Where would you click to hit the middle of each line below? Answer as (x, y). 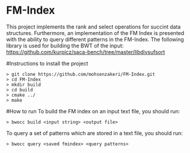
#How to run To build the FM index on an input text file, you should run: (93, 111)
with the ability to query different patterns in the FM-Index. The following (95, 39)
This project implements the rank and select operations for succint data (94, 27)
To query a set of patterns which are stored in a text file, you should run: (94, 133)
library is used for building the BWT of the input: (65, 46)
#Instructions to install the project (47, 63)
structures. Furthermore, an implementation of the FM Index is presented (95, 33)
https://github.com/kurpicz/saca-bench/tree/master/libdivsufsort (85, 52)
